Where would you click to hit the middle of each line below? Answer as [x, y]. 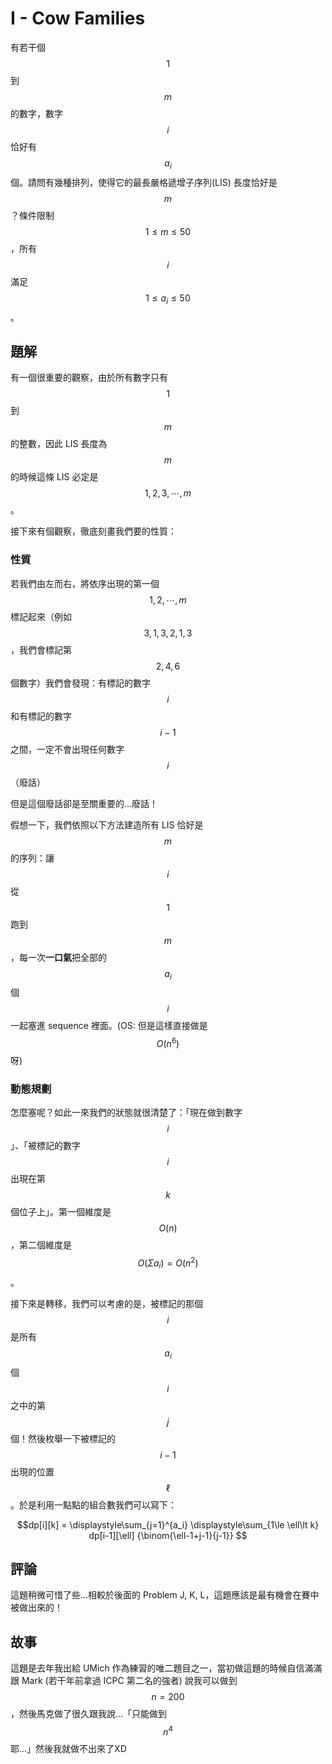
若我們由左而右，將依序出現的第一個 [85, 583]
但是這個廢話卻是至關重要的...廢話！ [84, 803]
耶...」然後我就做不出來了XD [68, 1748]
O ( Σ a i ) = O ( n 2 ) [168, 1263]
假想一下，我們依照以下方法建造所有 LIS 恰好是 [107, 824]
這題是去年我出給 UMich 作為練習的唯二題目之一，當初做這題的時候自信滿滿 [166, 1668]
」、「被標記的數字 [45, 1146]
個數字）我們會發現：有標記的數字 [80, 683]
